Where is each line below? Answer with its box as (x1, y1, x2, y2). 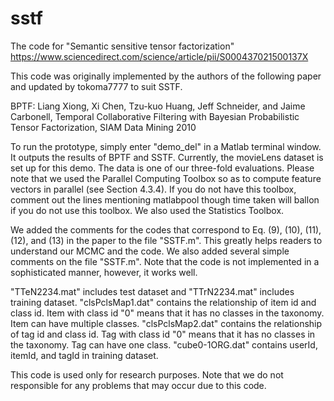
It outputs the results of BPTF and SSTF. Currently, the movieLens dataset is (10, 151, 324, 163)
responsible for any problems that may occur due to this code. (10, 379, 267, 391)
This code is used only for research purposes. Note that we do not (10, 368, 284, 381)
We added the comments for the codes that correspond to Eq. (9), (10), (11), (10, 223, 322, 236)
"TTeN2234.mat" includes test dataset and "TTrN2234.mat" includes (10, 285, 295, 297)
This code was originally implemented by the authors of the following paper (10, 70, 322, 82)
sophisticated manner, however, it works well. (10, 266, 198, 278)
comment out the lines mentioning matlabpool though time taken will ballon (10, 193, 320, 206)
